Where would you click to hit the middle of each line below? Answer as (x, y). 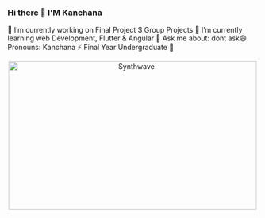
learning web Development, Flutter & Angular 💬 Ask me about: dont (117, 38)
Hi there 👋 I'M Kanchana (55, 13)
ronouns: (24, 48)
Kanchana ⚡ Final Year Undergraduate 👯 (108, 48)
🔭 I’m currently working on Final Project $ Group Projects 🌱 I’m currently (125, 30)
